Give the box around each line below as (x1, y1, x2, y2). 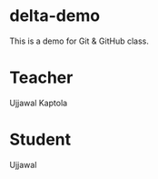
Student (9, 129, 72, 150)
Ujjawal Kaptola (9, 97, 68, 108)
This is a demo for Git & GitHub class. (9, 35, 150, 46)
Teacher (9, 67, 74, 88)
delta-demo (9, 5, 101, 26)
